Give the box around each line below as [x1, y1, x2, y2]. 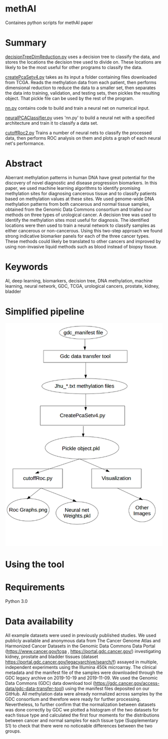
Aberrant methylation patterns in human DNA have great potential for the [5, 174, 155, 180]
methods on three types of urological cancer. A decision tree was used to [5, 211, 156, 218]
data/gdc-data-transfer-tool [5, 685, 63, 691]
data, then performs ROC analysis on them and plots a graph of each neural [5, 135, 161, 141]
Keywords [5, 261, 48, 272]
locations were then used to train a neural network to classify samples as [5, 222, 156, 228]
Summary [5, 37, 46, 49]
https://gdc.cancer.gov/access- [94, 680, 160, 686]
